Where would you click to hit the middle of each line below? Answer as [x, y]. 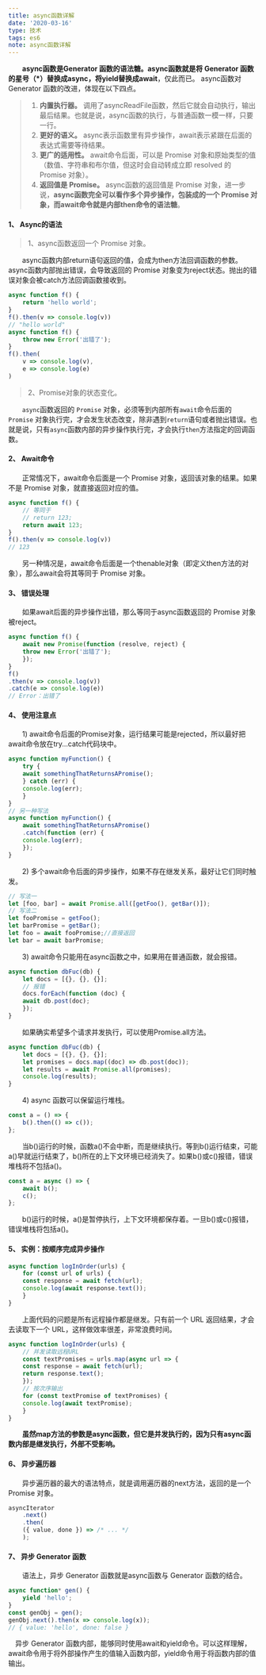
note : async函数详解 [40, 45]
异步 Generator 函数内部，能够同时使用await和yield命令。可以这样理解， [133, 1643]
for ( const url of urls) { [67, 1274]
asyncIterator [32, 1508]
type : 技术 [25, 30]
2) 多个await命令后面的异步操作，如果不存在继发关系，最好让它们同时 [136, 871]
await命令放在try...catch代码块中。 [65, 744]
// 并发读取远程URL [51, 1352]
